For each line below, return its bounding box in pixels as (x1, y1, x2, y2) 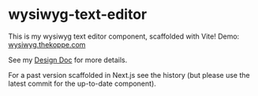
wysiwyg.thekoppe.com (8, 39, 86, 49)
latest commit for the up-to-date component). (8, 79, 156, 88)
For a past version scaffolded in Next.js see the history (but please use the (8, 70, 250, 79)
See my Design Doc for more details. (8, 55, 128, 65)
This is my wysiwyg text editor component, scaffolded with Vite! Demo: (8, 31, 240, 41)
